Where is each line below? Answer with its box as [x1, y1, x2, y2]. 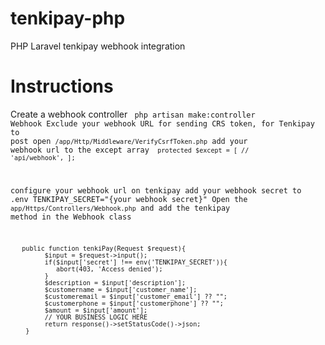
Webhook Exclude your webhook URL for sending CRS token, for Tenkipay [10, 118, 315, 129]
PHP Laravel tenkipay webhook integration [10, 40, 186, 52]
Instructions [10, 75, 114, 98]
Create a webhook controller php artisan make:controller [10, 108, 256, 120]
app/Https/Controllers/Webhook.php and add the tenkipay [10, 203, 231, 213]
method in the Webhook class [10, 212, 132, 222]
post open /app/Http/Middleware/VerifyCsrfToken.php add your [10, 136, 248, 146]
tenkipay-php [10, 7, 126, 30]
